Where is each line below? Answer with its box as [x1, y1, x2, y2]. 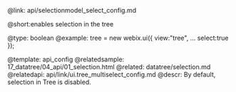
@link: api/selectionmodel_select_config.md [7, 6, 137, 14]
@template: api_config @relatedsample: [7, 55, 125, 63]
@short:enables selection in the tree [7, 20, 114, 28]
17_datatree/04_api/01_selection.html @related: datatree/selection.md [7, 63, 211, 71]
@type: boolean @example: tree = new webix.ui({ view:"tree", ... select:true [7, 34, 229, 42]
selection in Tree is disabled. [7, 78, 91, 86]
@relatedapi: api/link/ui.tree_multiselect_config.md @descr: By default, [7, 71, 216, 78]
